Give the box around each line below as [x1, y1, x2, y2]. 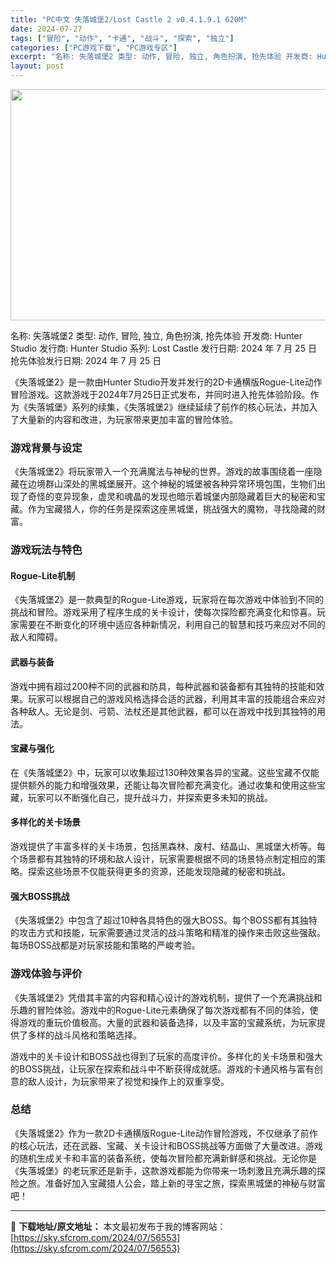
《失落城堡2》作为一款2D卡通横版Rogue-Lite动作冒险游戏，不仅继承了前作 [10, 1127, 318, 1139]
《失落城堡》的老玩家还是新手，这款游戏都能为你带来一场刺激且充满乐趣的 [10, 1164, 317, 1176]
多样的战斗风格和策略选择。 [27, 1029, 142, 1041]
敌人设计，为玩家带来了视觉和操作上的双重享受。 [27, 1075, 230, 1087]
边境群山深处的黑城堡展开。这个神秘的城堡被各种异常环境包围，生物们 [27, 478, 317, 490]
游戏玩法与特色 [10, 543, 83, 557]
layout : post [10, 61, 65, 71]
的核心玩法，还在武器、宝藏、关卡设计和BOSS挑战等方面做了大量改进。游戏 [10, 1139, 323, 1151]
